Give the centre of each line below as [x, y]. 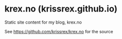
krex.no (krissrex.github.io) [61, 9]
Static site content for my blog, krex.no [43, 22]
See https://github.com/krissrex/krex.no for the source [59, 31]
